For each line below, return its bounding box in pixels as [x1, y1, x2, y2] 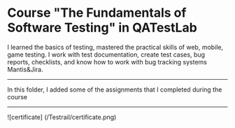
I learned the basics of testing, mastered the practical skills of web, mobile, [7, 43, 224, 51]
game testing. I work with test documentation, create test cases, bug [7, 50, 205, 59]
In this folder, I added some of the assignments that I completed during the [7, 85, 222, 94]
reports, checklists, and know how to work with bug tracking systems [7, 57, 208, 66]
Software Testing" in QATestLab [7, 20, 197, 36]
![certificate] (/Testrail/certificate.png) [7, 113, 117, 121]
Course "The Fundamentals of [7, 5, 187, 21]
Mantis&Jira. [7, 65, 43, 73]
